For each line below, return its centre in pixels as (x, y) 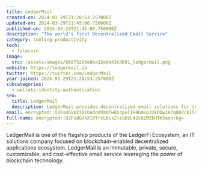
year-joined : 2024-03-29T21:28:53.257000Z (60, 79)
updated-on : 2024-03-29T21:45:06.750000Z (59, 23)
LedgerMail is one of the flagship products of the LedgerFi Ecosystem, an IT (101, 135)
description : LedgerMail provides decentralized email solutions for (100, 107)
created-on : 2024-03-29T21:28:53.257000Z (59, 17)
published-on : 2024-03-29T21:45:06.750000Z (62, 29)
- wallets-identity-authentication (56, 90)
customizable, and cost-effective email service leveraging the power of (94, 154)
